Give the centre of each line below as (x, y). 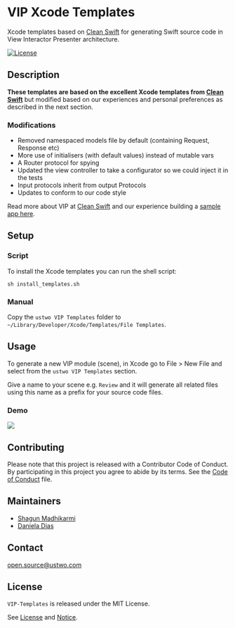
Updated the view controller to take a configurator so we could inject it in (123, 170)
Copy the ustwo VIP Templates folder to (64, 317)
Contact (25, 548)
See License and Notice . (43, 617)
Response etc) (38, 148)
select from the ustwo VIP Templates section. (72, 371)
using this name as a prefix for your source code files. (85, 392)
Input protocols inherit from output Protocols (82, 185)
